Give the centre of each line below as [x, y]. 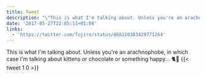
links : [15, 29]
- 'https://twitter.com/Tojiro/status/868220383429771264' [89, 35]
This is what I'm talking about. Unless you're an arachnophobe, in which [97, 52]
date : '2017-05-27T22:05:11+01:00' [52, 23]
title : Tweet [23, 12]
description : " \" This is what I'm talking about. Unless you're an [94, 18]
